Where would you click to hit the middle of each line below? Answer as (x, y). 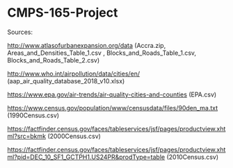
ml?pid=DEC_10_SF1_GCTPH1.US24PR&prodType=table (86, 157)
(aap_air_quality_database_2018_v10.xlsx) (66, 81)
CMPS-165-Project (63, 13)
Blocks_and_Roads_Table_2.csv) (54, 60)
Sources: (20, 32)
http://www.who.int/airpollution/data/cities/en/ (74, 74)
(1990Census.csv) (33, 115)
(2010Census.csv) (193, 157)
